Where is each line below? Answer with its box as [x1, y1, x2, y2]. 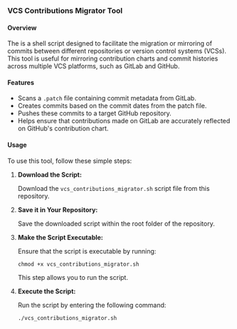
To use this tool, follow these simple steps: [7, 156, 132, 165]
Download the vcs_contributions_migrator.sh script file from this [17, 184, 210, 192]
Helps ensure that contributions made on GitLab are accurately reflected [17, 117, 231, 125]
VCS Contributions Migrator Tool [7, 6, 123, 16]
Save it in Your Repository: [17, 205, 98, 214]
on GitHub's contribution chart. [17, 124, 109, 133]
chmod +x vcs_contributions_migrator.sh [17, 261, 139, 268]
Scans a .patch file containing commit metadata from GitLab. [17, 94, 197, 103]
